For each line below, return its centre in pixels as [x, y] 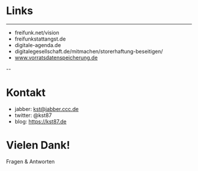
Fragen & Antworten [30, 161]
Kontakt [26, 93]
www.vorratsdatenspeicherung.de [56, 58]
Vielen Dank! [38, 145]
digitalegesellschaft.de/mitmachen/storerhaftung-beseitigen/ [89, 51]
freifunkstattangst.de [40, 39]
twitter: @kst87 [33, 115]
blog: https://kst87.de [40, 121]
